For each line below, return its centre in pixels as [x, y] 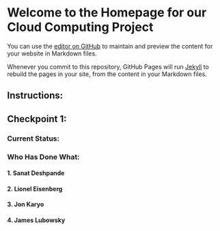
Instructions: [35, 96]
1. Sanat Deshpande [36, 173]
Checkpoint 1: [37, 119]
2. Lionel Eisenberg [35, 189]
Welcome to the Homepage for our [107, 13]
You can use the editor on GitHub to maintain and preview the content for [110, 46]
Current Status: [33, 138]
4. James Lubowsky [36, 220]
